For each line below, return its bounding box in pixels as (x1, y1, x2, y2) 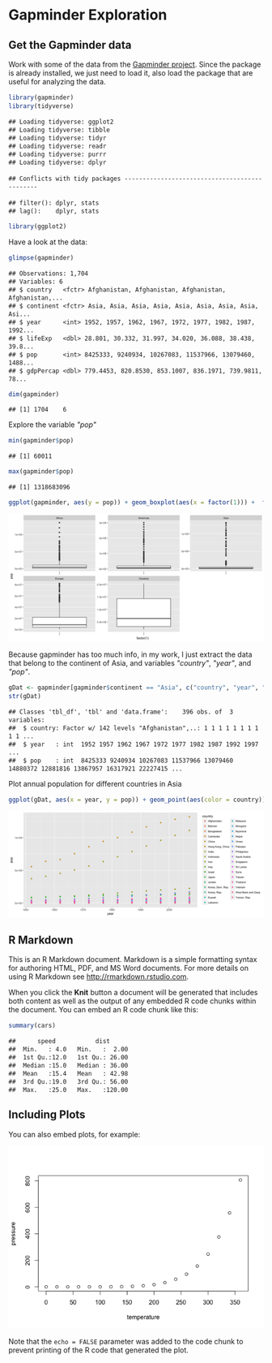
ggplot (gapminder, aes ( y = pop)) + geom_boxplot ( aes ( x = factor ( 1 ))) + (8, 498, 255, 507)
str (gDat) (8, 692, 42, 700)
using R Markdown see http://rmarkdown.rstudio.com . (8, 972, 189, 981)
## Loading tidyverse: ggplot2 (8, 118, 114, 126)
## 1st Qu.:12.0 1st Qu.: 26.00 (8, 1053, 129, 1061)
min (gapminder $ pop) (8, 437, 74, 445)
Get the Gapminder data (8, 38, 132, 52)
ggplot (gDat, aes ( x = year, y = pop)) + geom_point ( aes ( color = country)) (8, 796, 266, 804)
